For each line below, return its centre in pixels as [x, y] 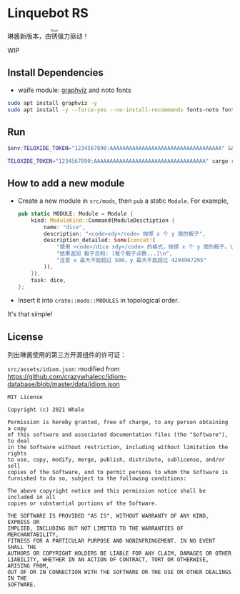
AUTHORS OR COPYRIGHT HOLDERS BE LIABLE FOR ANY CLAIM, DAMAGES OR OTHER [120, 554]
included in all [31, 498]
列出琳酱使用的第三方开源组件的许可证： [67, 355]
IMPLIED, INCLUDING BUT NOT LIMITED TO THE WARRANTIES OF [95, 529]
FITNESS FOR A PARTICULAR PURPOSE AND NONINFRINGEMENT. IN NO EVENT [111, 541]
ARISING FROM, [29, 566]
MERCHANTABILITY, [33, 535]
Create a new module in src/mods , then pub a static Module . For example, [123, 201]
